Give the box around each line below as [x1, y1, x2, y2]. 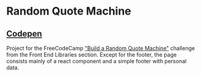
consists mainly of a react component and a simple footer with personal [6, 58, 187, 64]
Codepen [6, 29, 42, 39]
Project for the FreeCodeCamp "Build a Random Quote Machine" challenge [6, 44, 196, 52]
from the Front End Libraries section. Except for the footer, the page [6, 51, 177, 58]
